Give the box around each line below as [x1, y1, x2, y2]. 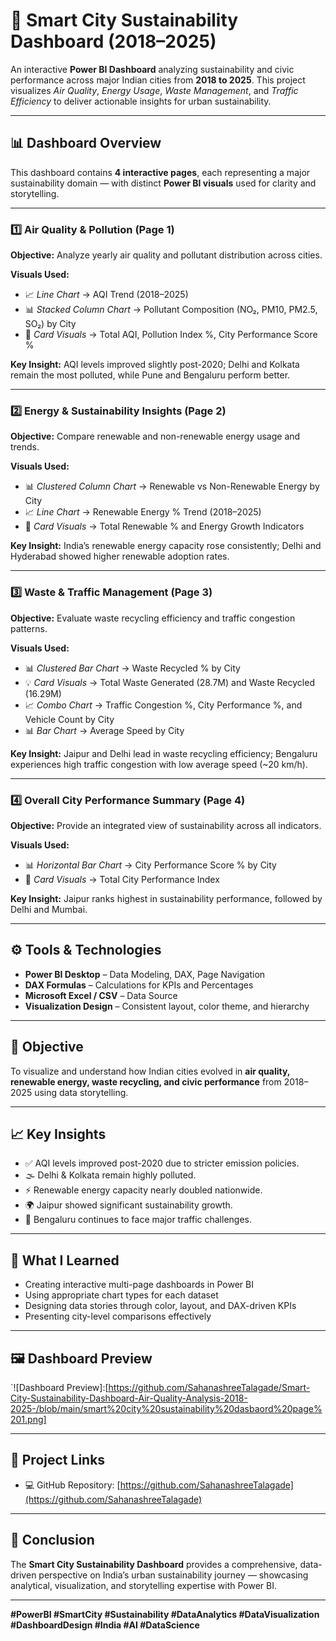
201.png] [10, 1414, 47, 1425]
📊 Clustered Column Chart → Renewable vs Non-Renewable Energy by [24, 480, 320, 493]
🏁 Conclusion [10, 1532, 95, 1549]
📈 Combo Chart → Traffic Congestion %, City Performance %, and [24, 699, 303, 711]
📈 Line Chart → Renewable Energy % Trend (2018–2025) [24, 506, 262, 518]
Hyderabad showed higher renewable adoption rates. [10, 550, 230, 563]
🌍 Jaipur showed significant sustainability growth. [24, 1199, 233, 1211]
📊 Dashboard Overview [10, 135, 162, 152]
